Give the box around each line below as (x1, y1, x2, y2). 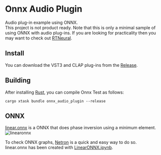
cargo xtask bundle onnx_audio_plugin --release (5, 98, 106, 103)
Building (5, 77, 31, 85)
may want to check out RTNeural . (5, 35, 72, 41)
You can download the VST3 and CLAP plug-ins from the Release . (5, 62, 138, 68)
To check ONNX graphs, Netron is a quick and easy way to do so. (5, 139, 137, 145)
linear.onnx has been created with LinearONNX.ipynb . (5, 145, 113, 151)
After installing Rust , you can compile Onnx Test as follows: (5, 89, 124, 95)
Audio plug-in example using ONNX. (5, 19, 78, 25)
